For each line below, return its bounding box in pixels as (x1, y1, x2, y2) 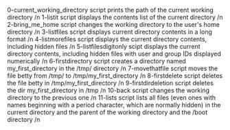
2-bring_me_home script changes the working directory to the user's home (7, 21, 220, 28)
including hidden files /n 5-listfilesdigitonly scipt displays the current (7, 43, 200, 50)
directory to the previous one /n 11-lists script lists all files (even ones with (7, 94, 216, 102)
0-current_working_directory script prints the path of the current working (7, 6, 214, 14)
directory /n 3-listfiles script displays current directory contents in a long (7, 28, 213, 36)
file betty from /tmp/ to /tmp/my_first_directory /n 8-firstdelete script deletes (7, 72, 223, 80)
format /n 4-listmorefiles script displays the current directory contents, (7, 35, 207, 43)
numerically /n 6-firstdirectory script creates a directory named (7, 57, 187, 65)
